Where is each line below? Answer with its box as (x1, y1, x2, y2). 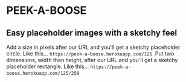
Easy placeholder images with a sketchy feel (6, 28, 178, 38)
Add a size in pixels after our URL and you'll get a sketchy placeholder (6, 43, 181, 51)
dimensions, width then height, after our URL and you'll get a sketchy (6, 57, 178, 63)
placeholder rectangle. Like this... (6, 63, 89, 70)
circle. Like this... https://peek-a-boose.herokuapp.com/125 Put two (6, 50, 175, 57)
